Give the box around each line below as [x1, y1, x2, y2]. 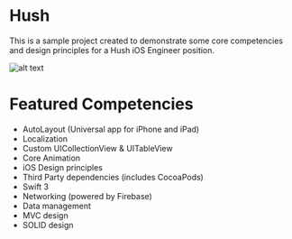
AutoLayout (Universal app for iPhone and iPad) [22, 124, 200, 134]
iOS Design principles [22, 161, 104, 172]
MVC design [22, 209, 69, 221]
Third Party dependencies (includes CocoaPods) [22, 171, 205, 182]
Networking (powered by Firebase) [22, 190, 153, 201]
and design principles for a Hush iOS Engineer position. [9, 44, 214, 55]
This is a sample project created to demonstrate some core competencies [9, 35, 284, 46]
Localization [22, 133, 68, 144]
